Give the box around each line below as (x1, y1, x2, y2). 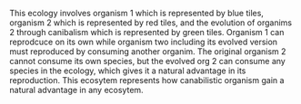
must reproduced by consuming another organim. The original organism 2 (9, 46, 286, 57)
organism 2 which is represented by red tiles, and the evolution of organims (9, 17, 293, 28)
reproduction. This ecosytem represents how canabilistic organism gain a (9, 75, 285, 85)
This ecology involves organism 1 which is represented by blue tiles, (9, 8, 264, 18)
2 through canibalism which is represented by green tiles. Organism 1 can (9, 27, 285, 37)
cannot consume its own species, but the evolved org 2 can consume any (9, 56, 286, 66)
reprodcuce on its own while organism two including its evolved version (9, 36, 278, 47)
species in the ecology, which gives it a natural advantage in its (9, 65, 246, 76)
